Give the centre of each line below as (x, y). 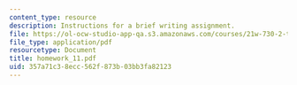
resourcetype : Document (53, 50)
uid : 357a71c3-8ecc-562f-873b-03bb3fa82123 (91, 67)
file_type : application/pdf (61, 42)
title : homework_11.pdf (53, 58)
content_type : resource (53, 17)
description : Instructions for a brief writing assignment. (122, 26)
